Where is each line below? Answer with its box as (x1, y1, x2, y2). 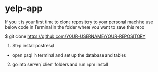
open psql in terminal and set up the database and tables (12, 52, 126, 58)
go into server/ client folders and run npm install (12, 61, 108, 67)
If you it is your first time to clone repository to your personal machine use (5, 19, 153, 25)
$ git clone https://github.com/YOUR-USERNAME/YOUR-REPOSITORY (5, 33, 146, 39)
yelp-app (5, 3, 43, 14)
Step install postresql (12, 43, 54, 48)
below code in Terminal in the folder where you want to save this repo (5, 24, 145, 29)
